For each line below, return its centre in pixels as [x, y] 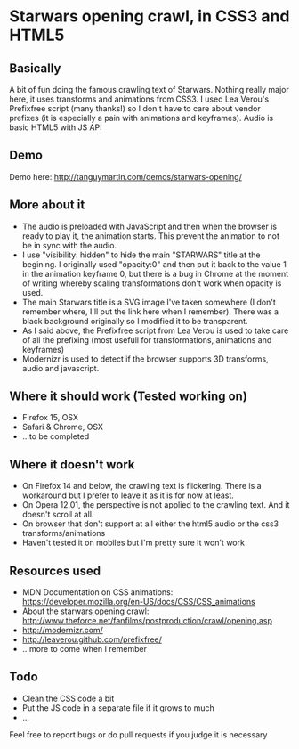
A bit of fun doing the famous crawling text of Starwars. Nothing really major [149, 90]
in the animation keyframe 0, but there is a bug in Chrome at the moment [155, 273]
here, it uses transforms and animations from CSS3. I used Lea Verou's [139, 99]
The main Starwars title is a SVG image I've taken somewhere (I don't [149, 302]
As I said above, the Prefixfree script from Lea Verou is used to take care [155, 330]
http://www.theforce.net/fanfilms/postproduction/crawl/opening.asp [147, 621]
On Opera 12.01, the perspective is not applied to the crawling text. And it [156, 505]
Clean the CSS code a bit [68, 698]
